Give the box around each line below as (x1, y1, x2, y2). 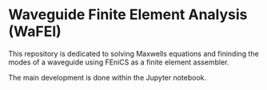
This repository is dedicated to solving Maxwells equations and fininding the (8, 49, 260, 58)
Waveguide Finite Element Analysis (8, 6, 248, 24)
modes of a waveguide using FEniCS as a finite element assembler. (8, 57, 229, 67)
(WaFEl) (8, 22, 62, 41)
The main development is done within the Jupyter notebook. (8, 72, 207, 82)
